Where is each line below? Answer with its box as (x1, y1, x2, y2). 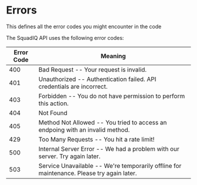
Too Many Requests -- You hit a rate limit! (38, 135, 155, 143)
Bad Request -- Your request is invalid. (38, 65, 147, 73)
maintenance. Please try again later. (38, 169, 137, 177)
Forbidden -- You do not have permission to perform (38, 92, 185, 100)
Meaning (100, 52, 126, 60)
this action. (38, 99, 69, 107)
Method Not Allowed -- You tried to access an (38, 118, 167, 126)
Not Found (38, 109, 67, 117)
